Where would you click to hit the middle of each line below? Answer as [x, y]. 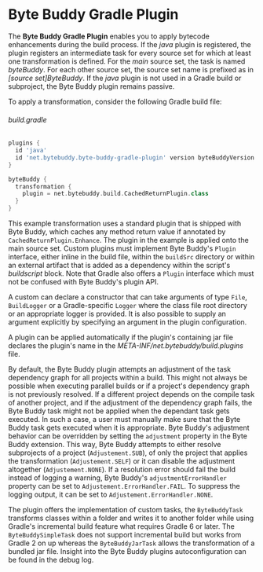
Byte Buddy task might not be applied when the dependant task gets [119, 411]
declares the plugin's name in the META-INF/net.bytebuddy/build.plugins [126, 346]
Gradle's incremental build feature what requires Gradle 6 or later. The [122, 526]
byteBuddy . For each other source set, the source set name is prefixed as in [131, 69]
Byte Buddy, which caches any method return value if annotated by [117, 232]
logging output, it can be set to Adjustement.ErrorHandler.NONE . [111, 495]
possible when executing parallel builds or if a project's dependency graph [129, 386]
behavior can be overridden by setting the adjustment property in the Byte [128, 436]
